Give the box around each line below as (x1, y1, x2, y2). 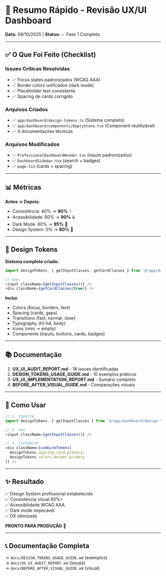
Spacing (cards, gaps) (12, 310, 58, 316)
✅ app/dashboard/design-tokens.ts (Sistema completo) (12, 117, 125, 123)
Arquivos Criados (5, 106, 48, 113)
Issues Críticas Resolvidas (5, 65, 70, 72)
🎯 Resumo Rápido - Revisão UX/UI (5, 4, 147, 16)
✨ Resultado (5, 478, 44, 486)
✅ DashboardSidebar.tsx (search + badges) (12, 158, 101, 164)
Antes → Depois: (5, 199, 41, 205)
